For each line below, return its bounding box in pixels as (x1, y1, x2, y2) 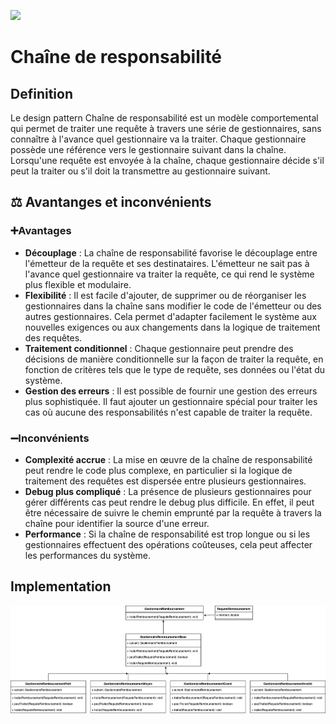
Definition (10, 85, 73, 102)
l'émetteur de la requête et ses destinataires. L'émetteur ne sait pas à (24, 257, 310, 269)
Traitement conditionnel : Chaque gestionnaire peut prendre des (24, 342, 294, 354)
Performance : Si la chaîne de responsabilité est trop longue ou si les (24, 528, 311, 540)
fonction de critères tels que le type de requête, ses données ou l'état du (24, 363, 326, 375)
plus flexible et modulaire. (24, 278, 132, 290)
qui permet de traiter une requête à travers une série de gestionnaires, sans (10, 123, 322, 134)
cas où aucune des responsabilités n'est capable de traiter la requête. (24, 406, 313, 418)
